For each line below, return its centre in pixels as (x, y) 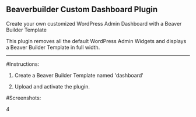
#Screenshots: (24, 98)
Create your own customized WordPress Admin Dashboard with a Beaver (94, 23)
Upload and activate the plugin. (52, 86)
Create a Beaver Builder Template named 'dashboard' (79, 75)
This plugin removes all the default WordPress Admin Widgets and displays (96, 41)
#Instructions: (23, 64)
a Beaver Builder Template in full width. (53, 47)
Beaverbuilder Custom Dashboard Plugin (82, 10)
